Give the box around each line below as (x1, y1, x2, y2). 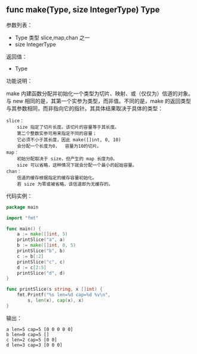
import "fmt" (6, 215, 39, 221)
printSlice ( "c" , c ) (17, 259, 66, 265)
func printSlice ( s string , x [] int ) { (6, 286, 103, 293)
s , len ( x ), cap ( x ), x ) (27, 297, 84, 303)
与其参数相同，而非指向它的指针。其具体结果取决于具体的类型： (6, 104, 163, 112)
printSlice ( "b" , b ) (17, 248, 66, 254)
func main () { (6, 226, 42, 232)
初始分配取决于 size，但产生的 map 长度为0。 (17, 156, 118, 162)
